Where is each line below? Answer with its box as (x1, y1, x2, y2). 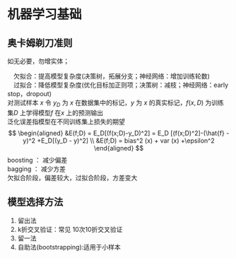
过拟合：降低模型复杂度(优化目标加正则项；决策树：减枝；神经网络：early (13, 81, 229, 89)
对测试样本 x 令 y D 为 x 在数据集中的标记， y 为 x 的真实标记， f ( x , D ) (7, 98, 204, 108)
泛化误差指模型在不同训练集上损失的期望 (7, 117, 125, 126)
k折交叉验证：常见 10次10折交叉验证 (17, 225, 123, 233)
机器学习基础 (7, 6, 83, 23)
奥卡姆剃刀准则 (7, 37, 73, 49)
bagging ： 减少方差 (7, 164, 66, 173)
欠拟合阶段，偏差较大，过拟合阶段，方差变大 (7, 173, 138, 182)
